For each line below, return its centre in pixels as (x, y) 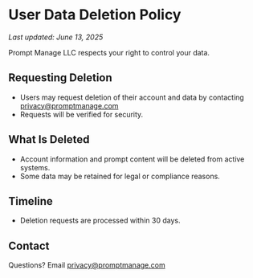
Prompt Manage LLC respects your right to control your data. (109, 52)
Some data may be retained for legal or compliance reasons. (120, 176)
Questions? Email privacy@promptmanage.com (87, 265)
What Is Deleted (49, 139)
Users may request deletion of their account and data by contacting (132, 97)
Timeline (31, 201)
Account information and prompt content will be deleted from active (132, 159)
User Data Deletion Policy (95, 15)
